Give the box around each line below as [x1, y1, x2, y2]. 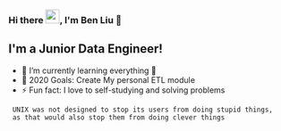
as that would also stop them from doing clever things [12, 112, 226, 122]
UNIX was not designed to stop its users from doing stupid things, [12, 105, 274, 114]
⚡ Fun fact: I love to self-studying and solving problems [21, 85, 226, 95]
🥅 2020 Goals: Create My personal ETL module [21, 74, 196, 85]
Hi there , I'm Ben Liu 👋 [8, 13, 123, 26]
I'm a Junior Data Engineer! [8, 41, 163, 57]
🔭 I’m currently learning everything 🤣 [21, 65, 158, 76]
